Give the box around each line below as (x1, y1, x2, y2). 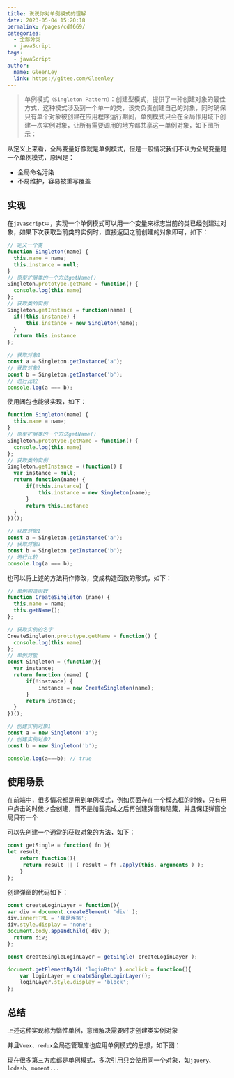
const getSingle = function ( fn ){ (7, 842, 111, 849)
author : (7, 62, 30, 69)
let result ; (7, 849, 42, 856)
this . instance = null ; (13, 261, 79, 268)
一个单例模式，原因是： (7, 153, 75, 162)
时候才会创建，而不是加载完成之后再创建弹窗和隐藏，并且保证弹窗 (31, 805, 221, 813)
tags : (7, 50, 23, 56)
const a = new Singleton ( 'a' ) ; (7, 729, 98, 736)
